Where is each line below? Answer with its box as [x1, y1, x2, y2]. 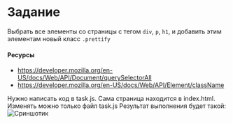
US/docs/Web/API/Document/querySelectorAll [17, 74, 152, 82]
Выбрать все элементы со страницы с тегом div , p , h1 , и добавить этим [7, 27, 222, 36]
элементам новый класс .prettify [7, 34, 111, 42]
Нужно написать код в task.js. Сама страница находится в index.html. [7, 95, 216, 103]
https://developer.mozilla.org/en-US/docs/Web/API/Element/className [17, 81, 225, 89]
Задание [7, 4, 61, 20]
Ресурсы [7, 50, 35, 59]
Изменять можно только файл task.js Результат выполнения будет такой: [7, 102, 226, 110]
